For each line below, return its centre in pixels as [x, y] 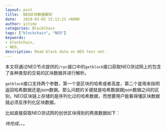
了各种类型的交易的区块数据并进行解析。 [47, 72]
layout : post [19, 10]
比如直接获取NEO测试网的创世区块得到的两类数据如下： [63, 112]
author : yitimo [21, 24]
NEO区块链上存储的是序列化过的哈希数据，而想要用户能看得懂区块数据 [87, 96]
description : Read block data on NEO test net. [56, 51]
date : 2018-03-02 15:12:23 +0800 [43, 19]
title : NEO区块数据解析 [29, 14]
